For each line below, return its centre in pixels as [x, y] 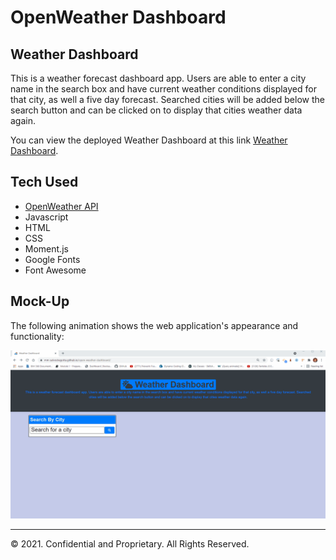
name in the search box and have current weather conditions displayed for [163, 89]
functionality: [37, 336]
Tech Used [44, 182]
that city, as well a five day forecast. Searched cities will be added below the [167, 99]
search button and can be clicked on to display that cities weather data [156, 110]
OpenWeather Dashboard [118, 17]
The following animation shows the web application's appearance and [154, 325]
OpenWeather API [61, 206]
